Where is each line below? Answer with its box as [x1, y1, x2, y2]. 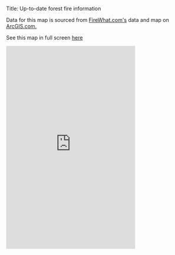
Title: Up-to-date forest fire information [6, 5, 101, 12]
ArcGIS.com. [6, 23, 37, 30]
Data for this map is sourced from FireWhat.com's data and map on [6, 17, 170, 23]
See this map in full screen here [6, 34, 83, 41]
